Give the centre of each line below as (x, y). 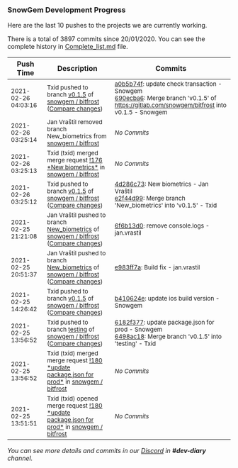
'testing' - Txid (135, 344)
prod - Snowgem (138, 330)
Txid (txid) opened (73, 399)
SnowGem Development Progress (67, 10)
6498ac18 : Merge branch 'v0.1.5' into (168, 337)
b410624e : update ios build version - (167, 299)
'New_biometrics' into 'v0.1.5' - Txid (166, 206)
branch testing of (71, 330)
